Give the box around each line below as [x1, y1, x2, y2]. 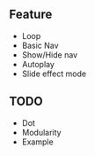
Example [21, 136, 55, 147]
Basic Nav [21, 40, 59, 51]
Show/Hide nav [21, 49, 77, 60]
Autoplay [21, 58, 55, 69]
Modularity [21, 127, 62, 137]
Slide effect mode [21, 68, 86, 79]
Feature [9, 7, 53, 22]
